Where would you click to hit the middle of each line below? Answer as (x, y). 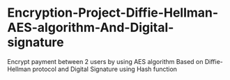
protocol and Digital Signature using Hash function (105, 69)
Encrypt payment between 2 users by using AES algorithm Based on (105, 61)
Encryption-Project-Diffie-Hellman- (113, 13)
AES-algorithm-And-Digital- (91, 27)
